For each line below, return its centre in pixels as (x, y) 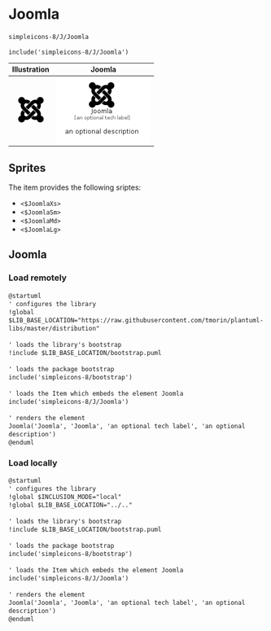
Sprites (27, 168)
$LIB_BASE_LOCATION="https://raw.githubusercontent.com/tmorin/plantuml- (136, 320)
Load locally (33, 462)
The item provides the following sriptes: (75, 187)
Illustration (31, 69)
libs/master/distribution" (54, 328)
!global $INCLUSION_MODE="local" (65, 497)
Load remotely (38, 278)
